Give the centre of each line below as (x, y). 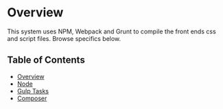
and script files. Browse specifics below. (64, 38)
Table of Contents (46, 60)
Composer (32, 98)
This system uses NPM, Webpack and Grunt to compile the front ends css (111, 31)
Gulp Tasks (33, 91)
